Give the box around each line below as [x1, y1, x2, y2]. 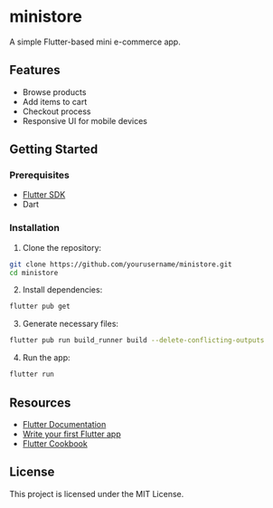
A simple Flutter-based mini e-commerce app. [9, 36, 181, 47]
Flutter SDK [22, 189, 66, 200]
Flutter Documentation [22, 418, 107, 429]
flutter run [9, 369, 54, 379]
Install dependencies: [22, 284, 103, 295]
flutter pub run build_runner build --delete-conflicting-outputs [9, 336, 265, 345]
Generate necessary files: [22, 319, 119, 330]
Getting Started [9, 142, 99, 158]
